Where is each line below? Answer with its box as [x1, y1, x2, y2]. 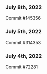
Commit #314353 [5, 39, 41, 45]
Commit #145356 [5, 15, 41, 21]
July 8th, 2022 [5, 4, 42, 11]
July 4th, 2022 [5, 52, 42, 59]
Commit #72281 [5, 64, 38, 70]
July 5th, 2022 [5, 28, 42, 35]
